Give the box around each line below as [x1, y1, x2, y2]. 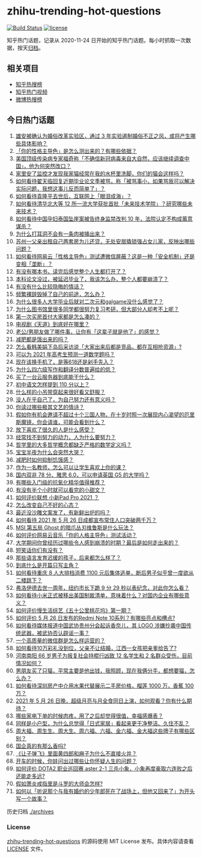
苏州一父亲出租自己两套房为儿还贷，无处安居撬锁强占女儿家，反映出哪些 [15, 237, 195, 245]
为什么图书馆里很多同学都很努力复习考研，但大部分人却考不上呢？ [15, 305, 179, 313]
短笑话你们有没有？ [15, 546, 64, 554]
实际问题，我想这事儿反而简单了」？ [15, 185, 106, 192]
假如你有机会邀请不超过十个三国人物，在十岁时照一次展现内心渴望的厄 [15, 411, 190, 418]
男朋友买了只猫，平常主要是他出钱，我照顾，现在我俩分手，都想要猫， [15, 667, 190, 674]
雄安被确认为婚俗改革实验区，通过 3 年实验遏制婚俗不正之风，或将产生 [15, 132, 191, 139]
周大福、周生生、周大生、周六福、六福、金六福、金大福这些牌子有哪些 [15, 727, 190, 734]
